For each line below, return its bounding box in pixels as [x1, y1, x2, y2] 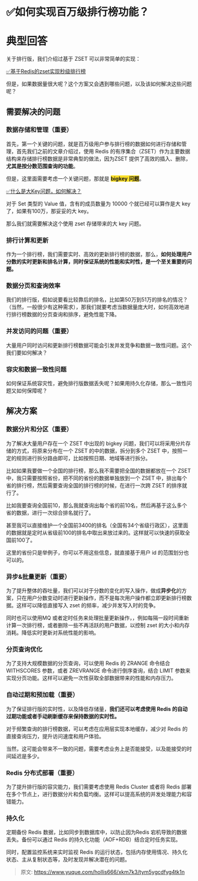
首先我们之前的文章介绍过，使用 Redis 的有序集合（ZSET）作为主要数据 [16, 148, 190, 155]
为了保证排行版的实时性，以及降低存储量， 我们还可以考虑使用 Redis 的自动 [6, 705, 188, 712]
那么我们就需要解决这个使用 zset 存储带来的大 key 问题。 [6, 220, 144, 227]
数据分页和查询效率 [6, 281, 61, 290]
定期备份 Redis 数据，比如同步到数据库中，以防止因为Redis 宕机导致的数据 [6, 828, 187, 836]
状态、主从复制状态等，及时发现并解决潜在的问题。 [6, 856, 130, 863]
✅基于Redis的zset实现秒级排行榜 [6, 68, 87, 75]
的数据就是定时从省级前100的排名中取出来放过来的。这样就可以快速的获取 [6, 529, 186, 536]
